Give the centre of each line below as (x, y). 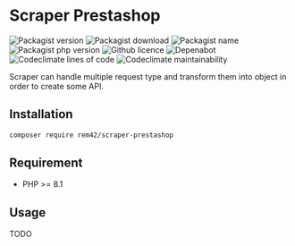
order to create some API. (57, 86)
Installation (41, 114)
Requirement (46, 163)
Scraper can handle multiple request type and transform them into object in (148, 76)
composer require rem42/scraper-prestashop (92, 135)
